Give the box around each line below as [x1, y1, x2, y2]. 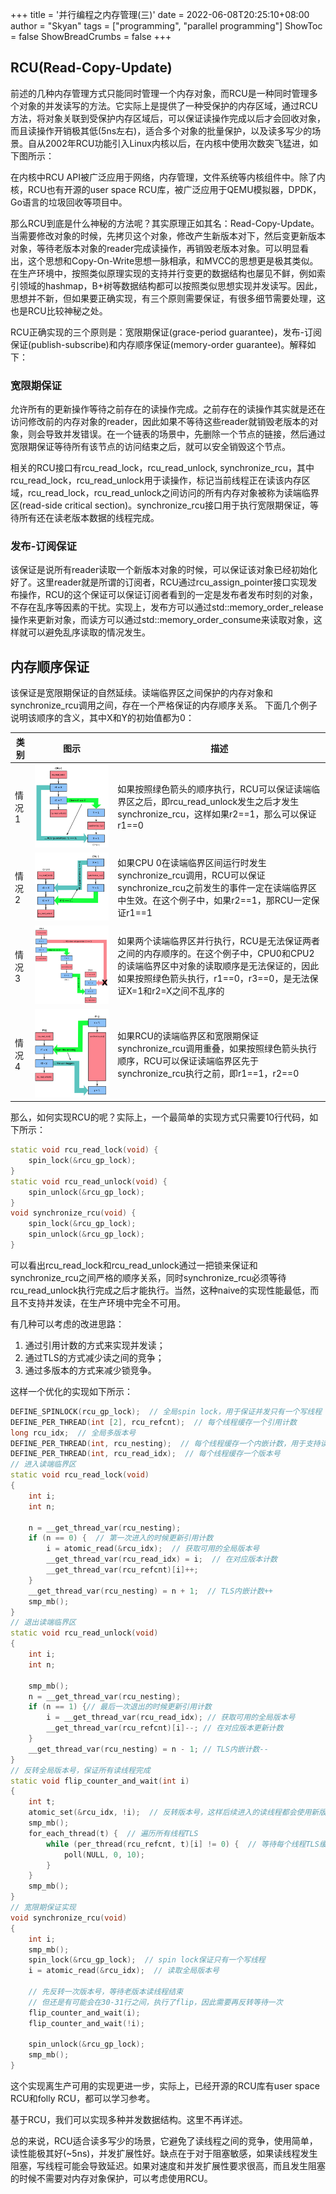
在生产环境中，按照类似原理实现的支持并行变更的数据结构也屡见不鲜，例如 [10, 267, 317, 279]
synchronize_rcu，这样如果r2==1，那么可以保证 [117, 808, 317, 820]
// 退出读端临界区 [10, 1618, 77, 1628]
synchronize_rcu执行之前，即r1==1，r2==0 [117, 1067, 300, 1079]
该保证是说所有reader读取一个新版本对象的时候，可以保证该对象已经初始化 [10, 564, 318, 576]
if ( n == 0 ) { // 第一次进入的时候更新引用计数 [28, 1533, 214, 1543]
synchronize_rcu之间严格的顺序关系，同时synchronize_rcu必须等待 [10, 1271, 287, 1283]
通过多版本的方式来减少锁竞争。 [24, 1364, 157, 1376]
